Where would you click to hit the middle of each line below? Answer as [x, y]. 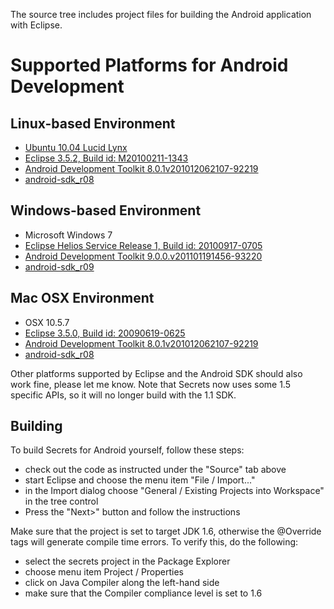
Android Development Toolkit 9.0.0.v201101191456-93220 [143, 256]
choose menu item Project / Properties [104, 572]
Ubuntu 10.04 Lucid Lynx [76, 147]
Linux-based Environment [93, 123]
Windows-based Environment [106, 210]
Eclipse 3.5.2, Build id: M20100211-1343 [106, 158]
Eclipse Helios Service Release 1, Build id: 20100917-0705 [143, 245]
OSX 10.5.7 [47, 322]
